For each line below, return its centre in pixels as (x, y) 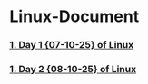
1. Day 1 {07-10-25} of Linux (72, 45)
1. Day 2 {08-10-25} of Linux (73, 70)
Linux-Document (74, 17)
